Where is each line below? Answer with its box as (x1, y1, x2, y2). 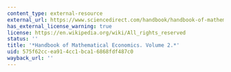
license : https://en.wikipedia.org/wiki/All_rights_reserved (7, 29, 186, 36)
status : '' (7, 36, 38, 43)
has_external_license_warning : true (7, 23, 112, 29)
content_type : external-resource (7, 10, 103, 17)
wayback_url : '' (7, 55, 54, 62)
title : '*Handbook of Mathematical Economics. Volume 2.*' (7, 42, 180, 49)
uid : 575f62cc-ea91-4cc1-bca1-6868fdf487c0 (7, 49, 134, 56)
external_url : (7, 16, 48, 23)
